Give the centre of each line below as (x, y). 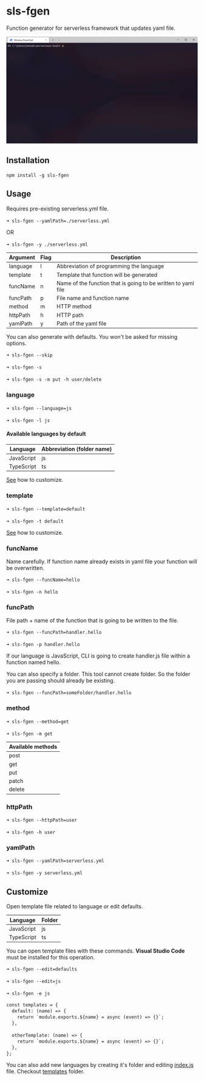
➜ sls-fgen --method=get (38, 721)
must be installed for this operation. (51, 957)
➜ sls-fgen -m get (29, 734)
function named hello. (34, 662)
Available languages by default (46, 434)
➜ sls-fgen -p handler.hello (43, 645)
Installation (28, 160)
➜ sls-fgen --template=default (46, 509)
